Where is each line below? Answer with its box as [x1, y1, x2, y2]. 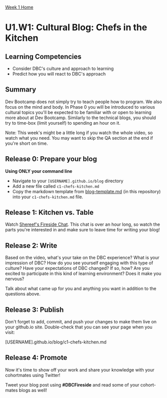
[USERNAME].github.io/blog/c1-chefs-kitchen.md [5, 339, 107, 345]
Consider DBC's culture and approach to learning [12, 66, 114, 72]
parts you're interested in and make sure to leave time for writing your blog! [5, 227, 161, 233]
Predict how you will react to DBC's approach [12, 71, 106, 77]
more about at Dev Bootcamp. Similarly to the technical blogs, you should [5, 115, 156, 121]
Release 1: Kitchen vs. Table [5, 208, 94, 217]
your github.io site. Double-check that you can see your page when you [5, 324, 153, 330]
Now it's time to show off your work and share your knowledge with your [5, 366, 155, 372]
